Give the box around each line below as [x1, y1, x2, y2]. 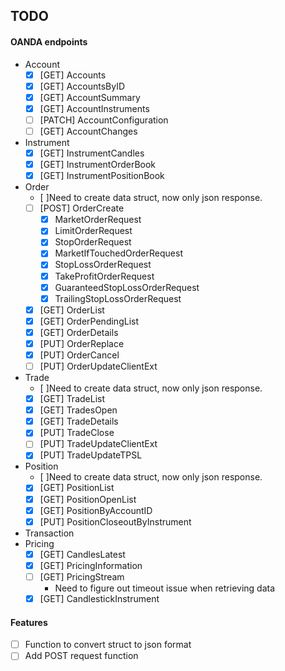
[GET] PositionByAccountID [39, 504, 153, 516]
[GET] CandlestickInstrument [39, 592, 160, 604]
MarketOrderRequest [54, 214, 142, 226]
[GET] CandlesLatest [39, 548, 126, 560]
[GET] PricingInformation [39, 559, 143, 571]
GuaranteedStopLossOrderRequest [54, 281, 200, 293]
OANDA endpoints [10, 35, 88, 48]
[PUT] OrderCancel [39, 349, 120, 361]
